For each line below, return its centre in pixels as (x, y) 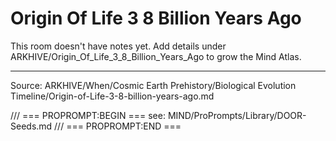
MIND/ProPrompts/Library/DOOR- (237, 115)
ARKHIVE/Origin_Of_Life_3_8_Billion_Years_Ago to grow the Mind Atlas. (156, 56)
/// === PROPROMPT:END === (118, 126)
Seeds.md (31, 126)
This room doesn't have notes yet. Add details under (118, 46)
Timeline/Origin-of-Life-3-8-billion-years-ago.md (112, 96)
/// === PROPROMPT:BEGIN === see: (88, 115)
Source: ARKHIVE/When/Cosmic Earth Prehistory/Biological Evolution (153, 85)
